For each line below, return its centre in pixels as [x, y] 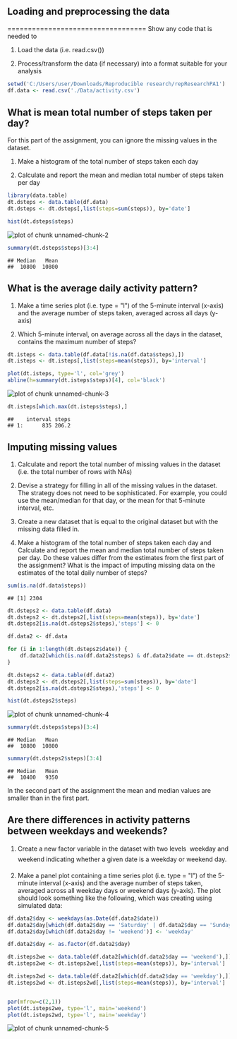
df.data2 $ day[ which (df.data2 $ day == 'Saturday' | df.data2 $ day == [107, 925]
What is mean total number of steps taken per [110, 112]
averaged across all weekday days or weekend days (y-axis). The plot [119, 890]
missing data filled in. [48, 529]
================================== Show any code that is [110, 28]
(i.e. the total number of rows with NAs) [75, 471]
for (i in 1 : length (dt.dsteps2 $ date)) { [68, 649]
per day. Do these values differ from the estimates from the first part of [121, 557]
